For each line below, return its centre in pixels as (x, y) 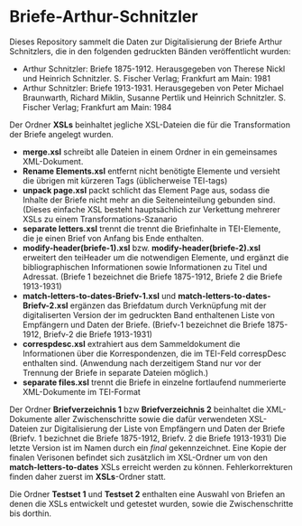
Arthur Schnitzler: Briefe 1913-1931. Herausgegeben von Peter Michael (153, 88)
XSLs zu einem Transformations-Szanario (100, 219)
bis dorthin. (31, 513)
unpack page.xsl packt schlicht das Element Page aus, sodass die (146, 190)
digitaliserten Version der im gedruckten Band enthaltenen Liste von (148, 315)
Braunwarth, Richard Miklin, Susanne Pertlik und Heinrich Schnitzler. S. (154, 98)
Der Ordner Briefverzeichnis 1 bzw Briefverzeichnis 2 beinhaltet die (137, 409)
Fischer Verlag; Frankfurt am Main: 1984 (97, 107)
